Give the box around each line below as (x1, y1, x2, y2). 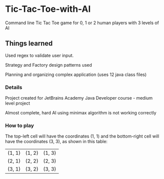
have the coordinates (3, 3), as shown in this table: (5, 139, 108, 144)
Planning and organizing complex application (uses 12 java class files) (5, 72, 147, 77)
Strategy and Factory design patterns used (5, 62, 92, 68)
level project (5, 100, 31, 107)
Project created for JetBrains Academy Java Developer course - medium (5, 95, 153, 101)
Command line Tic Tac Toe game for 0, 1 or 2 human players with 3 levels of (5, 20, 159, 26)
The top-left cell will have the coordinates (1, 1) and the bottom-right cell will (5, 133, 159, 139)
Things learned (5, 39, 53, 48)
